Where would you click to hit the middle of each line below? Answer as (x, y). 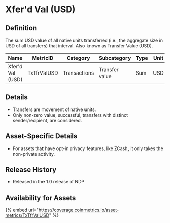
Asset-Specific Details (41, 136)
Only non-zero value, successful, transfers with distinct (70, 115)
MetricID (43, 58)
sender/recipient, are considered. (47, 120)
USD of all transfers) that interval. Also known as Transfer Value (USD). (79, 46)
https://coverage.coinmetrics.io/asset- (79, 210)
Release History (31, 170)
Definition (21, 28)
